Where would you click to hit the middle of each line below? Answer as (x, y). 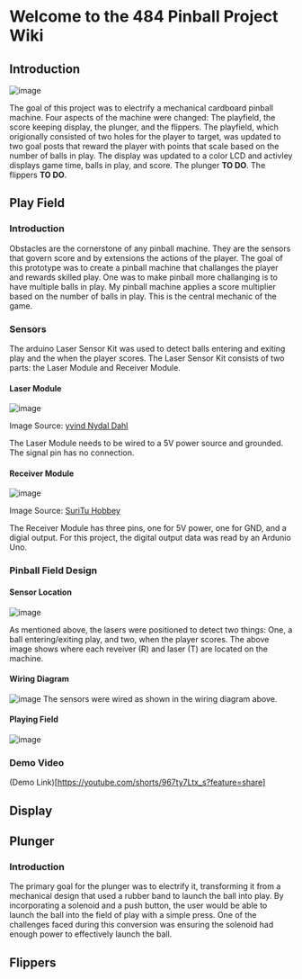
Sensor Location (40, 592)
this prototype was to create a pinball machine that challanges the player (144, 267)
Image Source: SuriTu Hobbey (65, 511)
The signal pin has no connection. (72, 453)
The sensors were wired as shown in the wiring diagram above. (160, 698)
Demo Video (37, 762)
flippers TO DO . (38, 175)
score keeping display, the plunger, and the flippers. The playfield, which (144, 127)
